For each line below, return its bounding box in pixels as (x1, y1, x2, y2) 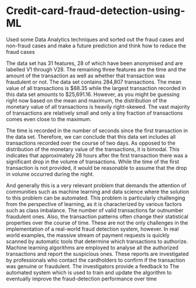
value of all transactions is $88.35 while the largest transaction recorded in (6, 84, 186, 91)
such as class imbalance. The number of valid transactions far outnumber (6, 207, 184, 214)
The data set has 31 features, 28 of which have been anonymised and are (6, 60, 183, 67)
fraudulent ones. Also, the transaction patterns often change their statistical (6, 212, 188, 220)
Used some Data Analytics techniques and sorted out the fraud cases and (6, 36, 184, 43)
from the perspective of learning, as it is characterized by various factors (6, 200, 183, 207)
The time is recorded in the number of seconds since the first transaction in (6, 127, 188, 134)
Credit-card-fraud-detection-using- (6, 4, 185, 18)
